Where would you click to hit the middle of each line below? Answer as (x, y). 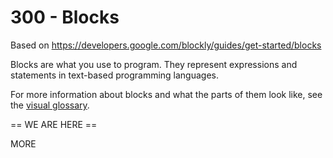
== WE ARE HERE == (54, 124)
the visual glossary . (50, 105)
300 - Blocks (65, 17)
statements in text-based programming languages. (115, 75)
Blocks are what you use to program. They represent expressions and (154, 64)
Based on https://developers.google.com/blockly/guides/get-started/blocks (166, 45)
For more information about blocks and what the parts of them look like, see (166, 94)
